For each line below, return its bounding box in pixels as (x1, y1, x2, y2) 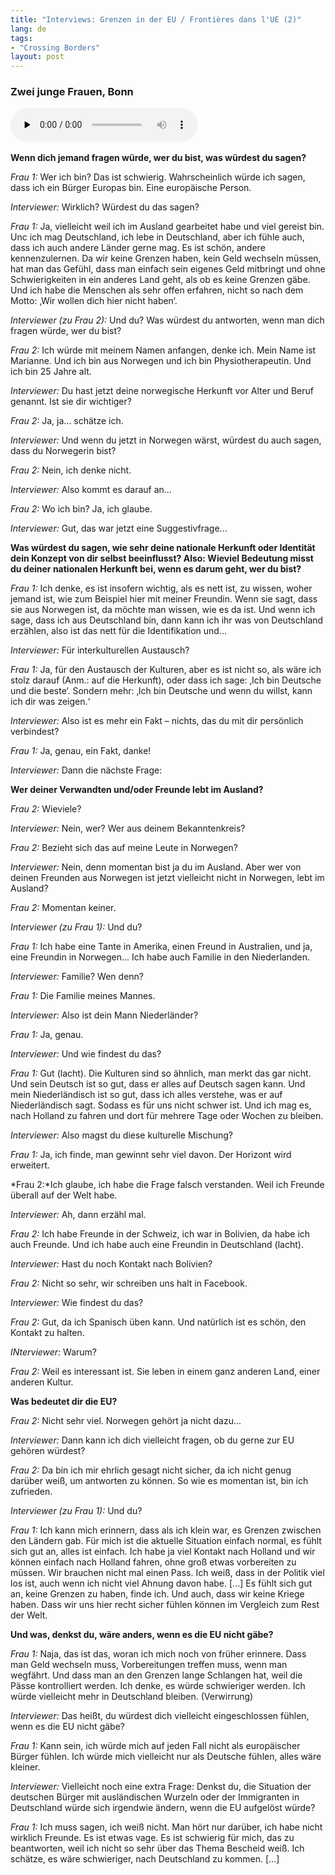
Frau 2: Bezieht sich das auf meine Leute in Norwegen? (10, 842, 239, 854)
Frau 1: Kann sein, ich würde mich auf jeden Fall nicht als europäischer (10, 1740, 301, 1752)
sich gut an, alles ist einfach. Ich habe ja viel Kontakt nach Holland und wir (10, 1546, 316, 1558)
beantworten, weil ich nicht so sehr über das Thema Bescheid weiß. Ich (10, 1842, 305, 1855)
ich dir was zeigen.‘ (10, 696, 91, 708)
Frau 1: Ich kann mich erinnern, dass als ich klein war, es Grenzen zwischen (10, 1524, 322, 1536)
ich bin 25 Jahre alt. (10, 366, 92, 378)
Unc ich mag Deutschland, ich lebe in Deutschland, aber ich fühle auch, (10, 231, 305, 243)
